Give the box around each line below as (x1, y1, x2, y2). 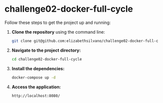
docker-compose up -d (11, 75, 56, 80)
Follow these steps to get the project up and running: (4, 20, 111, 25)
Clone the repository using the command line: (11, 29, 105, 35)
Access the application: (11, 84, 61, 90)
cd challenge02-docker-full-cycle (11, 57, 82, 62)
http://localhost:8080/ (11, 93, 61, 98)
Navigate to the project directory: (11, 47, 81, 53)
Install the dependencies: (11, 65, 64, 71)
